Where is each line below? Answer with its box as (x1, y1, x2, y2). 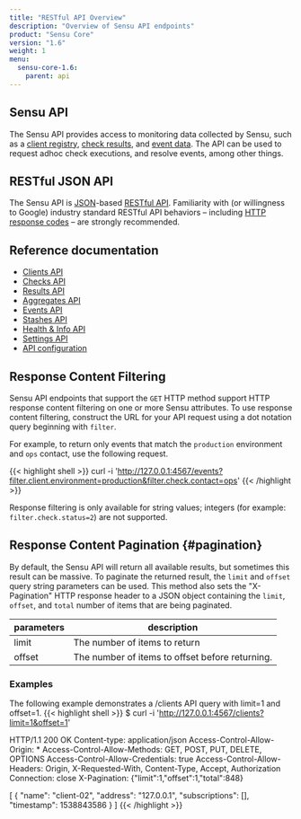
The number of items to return (73, 636, 200, 648)
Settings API (22, 333, 69, 344)
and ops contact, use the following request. (9, 448, 169, 459)
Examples (9, 677, 54, 690)
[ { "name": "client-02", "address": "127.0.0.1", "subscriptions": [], (9, 790, 250, 801)
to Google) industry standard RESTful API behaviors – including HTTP (9, 207, 267, 218)
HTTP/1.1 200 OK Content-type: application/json (9, 735, 187, 745)
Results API (22, 286, 66, 296)
